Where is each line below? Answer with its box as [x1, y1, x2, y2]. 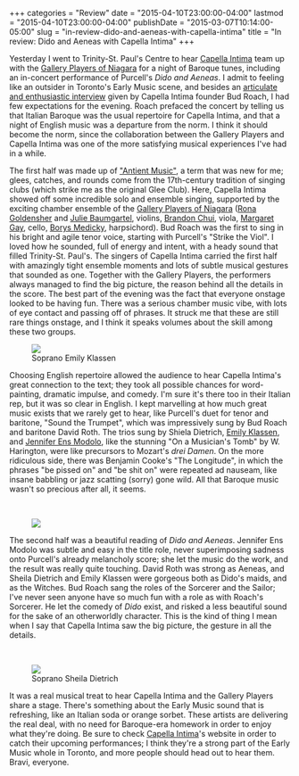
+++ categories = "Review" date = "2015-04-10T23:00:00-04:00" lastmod [9, 8, 284, 18]
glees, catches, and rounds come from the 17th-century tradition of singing [9, 175, 286, 186]
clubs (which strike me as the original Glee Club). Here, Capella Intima [9, 185, 267, 194]
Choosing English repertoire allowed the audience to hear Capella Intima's [9, 370, 282, 380]
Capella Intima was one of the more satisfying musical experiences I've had [9, 138, 287, 149]
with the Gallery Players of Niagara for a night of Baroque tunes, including [9, 62, 281, 73]
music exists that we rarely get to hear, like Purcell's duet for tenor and [9, 408, 270, 418]
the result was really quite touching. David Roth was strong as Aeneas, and [9, 564, 285, 574]
